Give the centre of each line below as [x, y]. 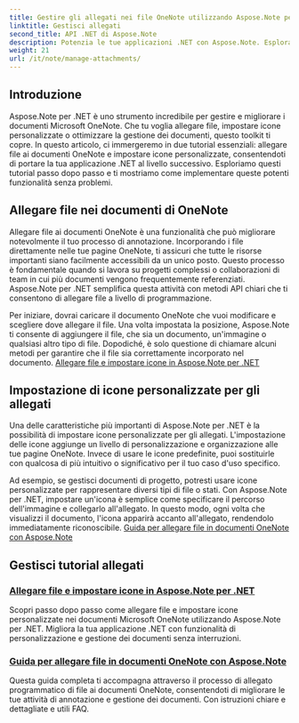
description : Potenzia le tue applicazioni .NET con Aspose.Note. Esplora [151, 42]
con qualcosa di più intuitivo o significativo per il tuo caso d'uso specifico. [145, 463]
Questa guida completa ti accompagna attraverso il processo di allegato [141, 680]
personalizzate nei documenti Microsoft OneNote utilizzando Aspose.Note [145, 620]
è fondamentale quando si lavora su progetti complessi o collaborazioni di [145, 269]
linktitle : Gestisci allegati [65, 26]
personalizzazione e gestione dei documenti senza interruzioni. [125, 639]
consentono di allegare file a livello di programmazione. [110, 298]
